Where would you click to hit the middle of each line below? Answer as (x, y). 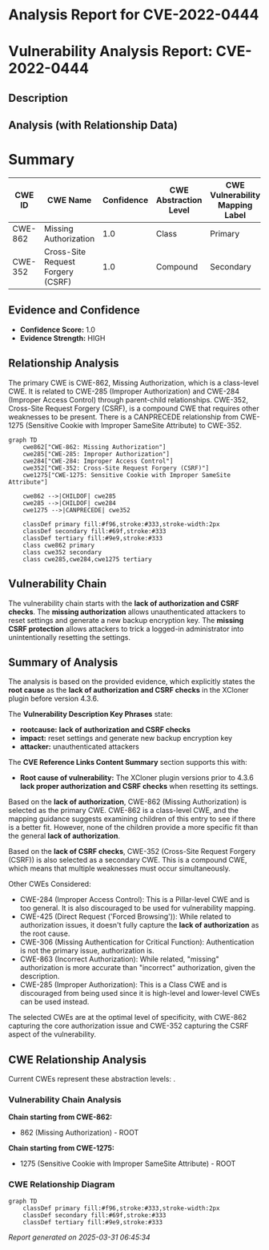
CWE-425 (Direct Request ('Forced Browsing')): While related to (125, 916)
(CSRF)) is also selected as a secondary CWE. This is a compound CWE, (128, 860)
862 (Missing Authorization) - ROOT (79, 1133)
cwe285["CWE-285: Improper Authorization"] (96, 454)
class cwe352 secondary (62, 552)
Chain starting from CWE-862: (60, 1117)
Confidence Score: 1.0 (58, 330)
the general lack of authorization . (64, 836)
